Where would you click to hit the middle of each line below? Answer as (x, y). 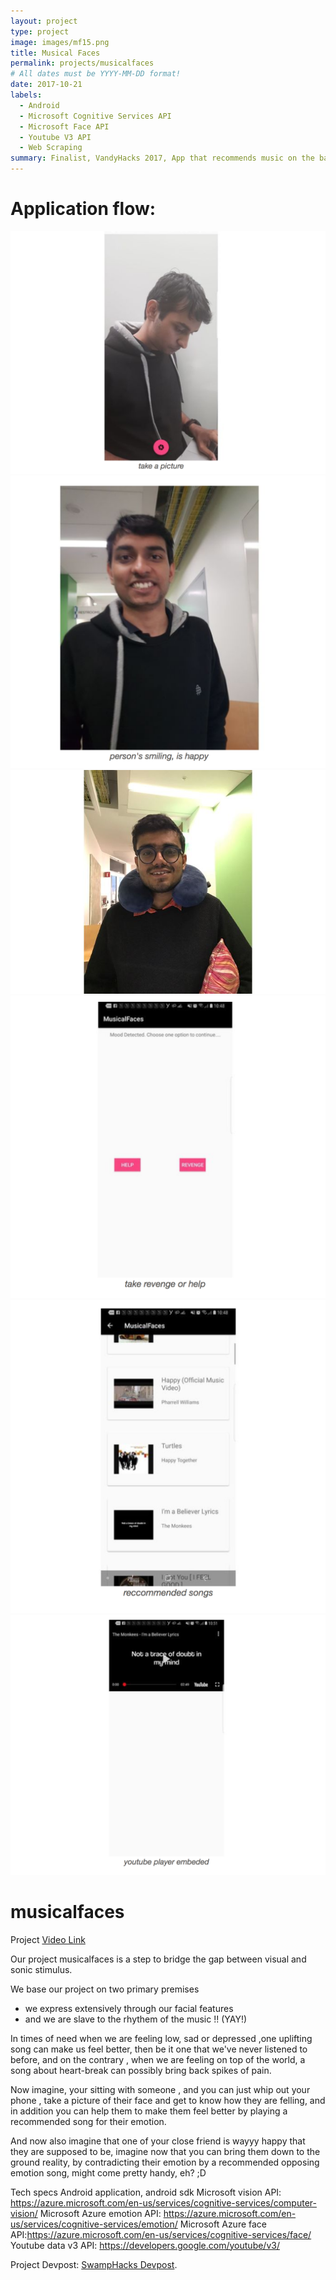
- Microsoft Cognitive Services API (95, 116)
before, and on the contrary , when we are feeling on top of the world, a (158, 2059)
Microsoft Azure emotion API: (100, 2213)
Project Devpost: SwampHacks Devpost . (94, 2264)
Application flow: (83, 209)
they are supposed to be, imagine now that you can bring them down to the (165, 2151)
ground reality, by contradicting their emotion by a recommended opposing (165, 2162)
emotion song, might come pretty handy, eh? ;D (108, 2172)
